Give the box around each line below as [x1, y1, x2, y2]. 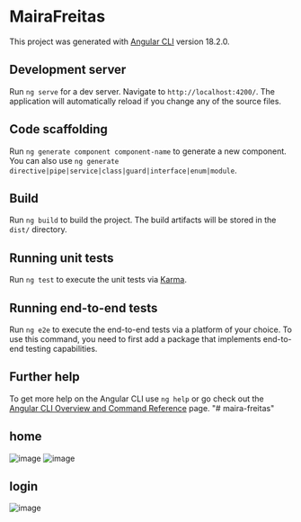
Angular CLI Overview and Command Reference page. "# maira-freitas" [9, 402, 275, 413]
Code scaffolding [9, 121, 108, 137]
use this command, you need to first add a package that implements [9, 334, 261, 344]
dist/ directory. [9, 224, 67, 235]
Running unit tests [9, 250, 114, 265]
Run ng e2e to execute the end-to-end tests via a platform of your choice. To [9, 324, 293, 335]
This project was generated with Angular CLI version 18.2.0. [9, 36, 231, 47]
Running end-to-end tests [9, 300, 158, 316]
